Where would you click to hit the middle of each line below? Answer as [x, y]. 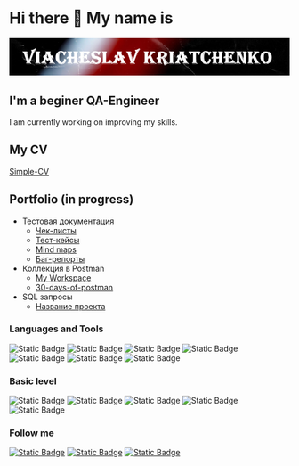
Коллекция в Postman [63, 268]
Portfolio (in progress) [72, 200]
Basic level [33, 380]
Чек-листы [56, 230]
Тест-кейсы [57, 240]
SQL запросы [47, 297]
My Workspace [63, 278]
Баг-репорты [60, 258]
